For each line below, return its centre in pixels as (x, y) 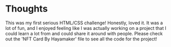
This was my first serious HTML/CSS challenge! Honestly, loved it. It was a (84, 23)
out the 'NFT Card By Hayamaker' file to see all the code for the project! (81, 39)
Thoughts (26, 9)
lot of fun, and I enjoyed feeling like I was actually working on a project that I (86, 28)
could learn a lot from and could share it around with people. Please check (84, 33)
